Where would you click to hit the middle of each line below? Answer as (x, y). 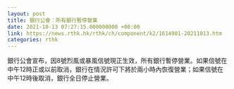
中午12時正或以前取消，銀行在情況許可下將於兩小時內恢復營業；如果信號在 (116, 69)
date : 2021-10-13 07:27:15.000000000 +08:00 (74, 27)
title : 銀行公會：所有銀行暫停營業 (53, 20)
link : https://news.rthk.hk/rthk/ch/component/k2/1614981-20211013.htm (115, 33)
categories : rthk (33, 40)
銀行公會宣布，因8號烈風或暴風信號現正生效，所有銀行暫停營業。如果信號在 (117, 61)
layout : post (26, 14)
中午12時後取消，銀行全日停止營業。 (60, 78)
